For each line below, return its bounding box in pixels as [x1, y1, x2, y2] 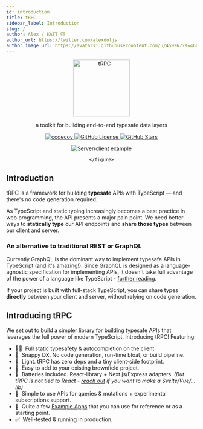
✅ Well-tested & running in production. [14, 416, 113, 423]
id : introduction [6, 8, 50, 15]
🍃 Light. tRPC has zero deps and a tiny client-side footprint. [14, 358, 164, 365]
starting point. [14, 409, 50, 416]
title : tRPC [6, 15, 36, 21]
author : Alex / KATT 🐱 [6, 32, 65, 38]
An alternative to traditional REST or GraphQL [6, 242, 142, 250]
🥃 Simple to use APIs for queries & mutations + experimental [14, 390, 167, 397]
